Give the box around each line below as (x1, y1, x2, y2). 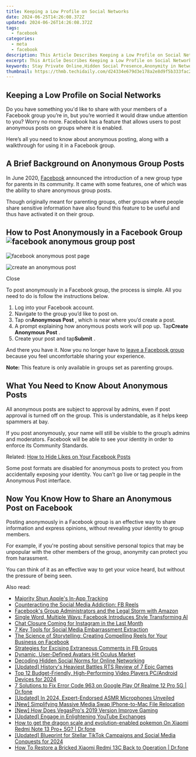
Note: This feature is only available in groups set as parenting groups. (6, 364, 174, 371)
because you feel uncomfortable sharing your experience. (6, 352, 146, 359)
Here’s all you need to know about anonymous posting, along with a (6, 136, 169, 143)
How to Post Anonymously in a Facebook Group (6, 228, 183, 238)
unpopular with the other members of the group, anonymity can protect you (6, 549, 188, 556)
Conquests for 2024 (14, 738, 63, 745)
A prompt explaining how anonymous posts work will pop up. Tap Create (14, 323, 188, 330)
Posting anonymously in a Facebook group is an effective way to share (6, 519, 176, 526)
